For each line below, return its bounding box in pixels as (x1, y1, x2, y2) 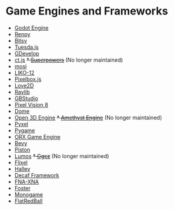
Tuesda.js (14, 43, 39, 51)
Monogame (14, 191, 43, 198)
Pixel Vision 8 (14, 101, 49, 108)
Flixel (14, 159, 28, 166)
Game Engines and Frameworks (5, 4, 169, 18)
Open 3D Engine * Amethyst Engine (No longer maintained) (14, 113, 163, 121)
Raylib (14, 88, 30, 95)
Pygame (14, 127, 36, 134)
